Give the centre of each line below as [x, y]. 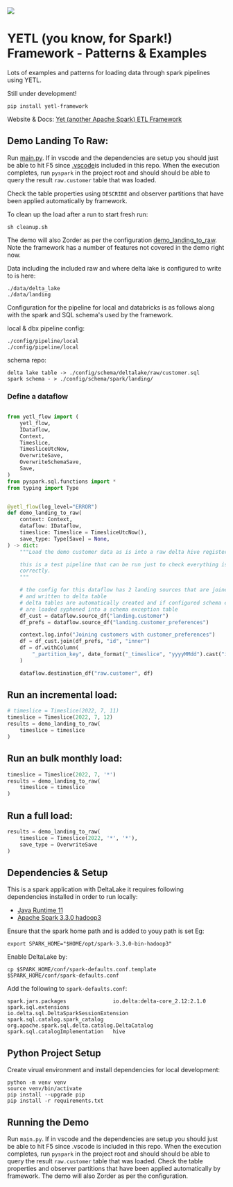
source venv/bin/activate [44, 1089]
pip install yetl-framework [48, 106]
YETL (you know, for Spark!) [90, 39]
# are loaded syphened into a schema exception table [99, 609]
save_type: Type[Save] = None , [65, 539]
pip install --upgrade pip [46, 1095]
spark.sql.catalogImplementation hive [67, 1032]
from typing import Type [43, 488]
